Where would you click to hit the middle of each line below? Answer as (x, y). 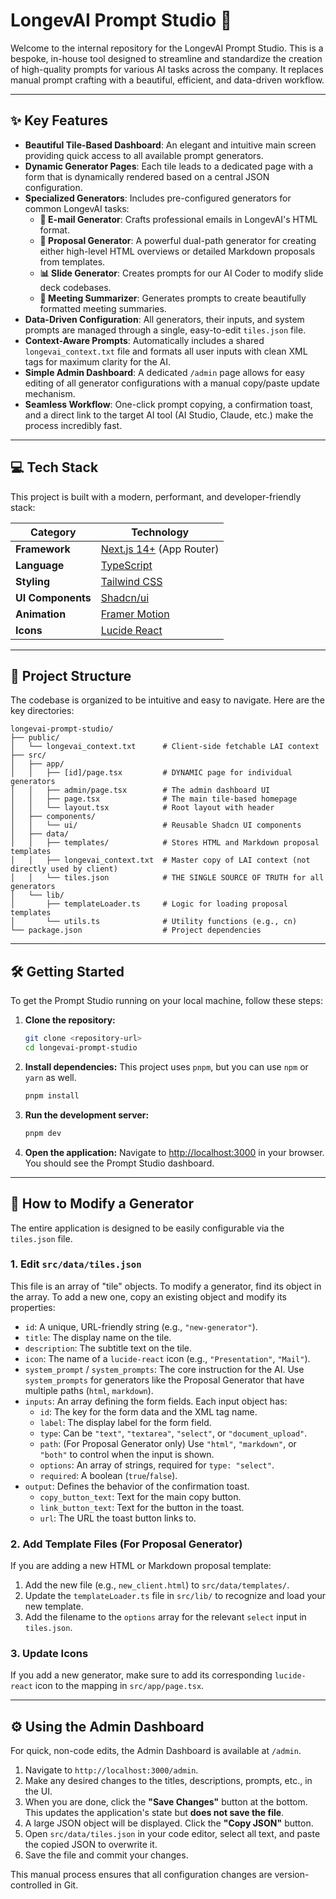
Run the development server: (87, 1115)
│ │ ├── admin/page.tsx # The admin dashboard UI (140, 790)
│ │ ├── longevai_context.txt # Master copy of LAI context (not (160, 860)
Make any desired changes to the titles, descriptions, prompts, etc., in (168, 1781)
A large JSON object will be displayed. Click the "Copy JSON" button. (169, 1823)
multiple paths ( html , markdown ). (89, 1390)
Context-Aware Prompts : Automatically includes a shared (144, 340)
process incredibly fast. (73, 425)
